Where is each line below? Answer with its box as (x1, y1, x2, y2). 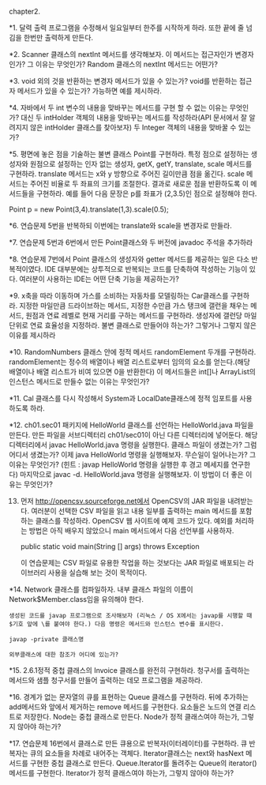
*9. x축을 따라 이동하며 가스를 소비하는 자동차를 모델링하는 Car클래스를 (9, 291, 229, 300)
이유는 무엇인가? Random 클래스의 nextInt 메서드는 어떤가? (35, 59, 218, 69)
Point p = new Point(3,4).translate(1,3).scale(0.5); (9, 205, 169, 214)
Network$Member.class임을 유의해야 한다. (9, 595, 144, 603)
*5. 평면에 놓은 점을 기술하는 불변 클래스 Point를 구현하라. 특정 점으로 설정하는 (9, 149, 249, 159)
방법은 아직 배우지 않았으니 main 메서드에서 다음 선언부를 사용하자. (28, 526, 234, 535)
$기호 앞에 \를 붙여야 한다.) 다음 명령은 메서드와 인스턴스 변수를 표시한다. (9, 620, 224, 628)
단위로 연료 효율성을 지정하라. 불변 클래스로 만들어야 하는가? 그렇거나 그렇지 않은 (9, 321, 257, 330)
